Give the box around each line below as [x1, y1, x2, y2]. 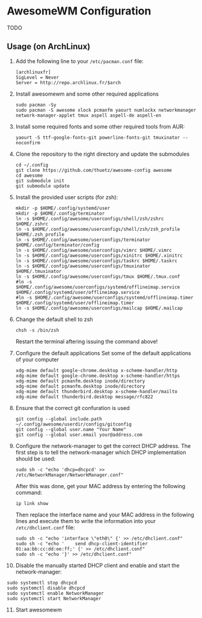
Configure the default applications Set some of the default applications [15, 349, 191, 356]
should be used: [15, 455, 56, 462]
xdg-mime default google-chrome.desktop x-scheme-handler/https [15, 373, 180, 379]
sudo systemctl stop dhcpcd [7, 580, 78, 586]
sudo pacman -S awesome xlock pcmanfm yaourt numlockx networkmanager [15, 107, 197, 113]
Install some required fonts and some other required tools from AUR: [15, 123, 185, 130]
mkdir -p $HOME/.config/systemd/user [15, 205, 111, 211]
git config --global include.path [15, 416, 102, 422]
